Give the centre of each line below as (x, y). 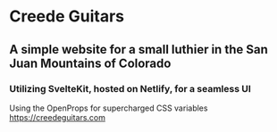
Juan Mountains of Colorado (90, 63)
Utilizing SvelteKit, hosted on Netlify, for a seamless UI (130, 88)
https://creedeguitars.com (57, 117)
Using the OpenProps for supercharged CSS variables (109, 108)
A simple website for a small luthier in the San (138, 49)
